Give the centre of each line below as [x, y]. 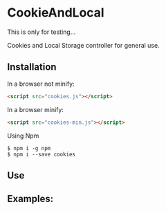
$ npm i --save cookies [41, 154]
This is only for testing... [41, 32]
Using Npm [23, 136]
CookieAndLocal [56, 13]
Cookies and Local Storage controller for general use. [84, 45]
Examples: [30, 199]
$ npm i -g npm [29, 148]
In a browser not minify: [41, 84]
